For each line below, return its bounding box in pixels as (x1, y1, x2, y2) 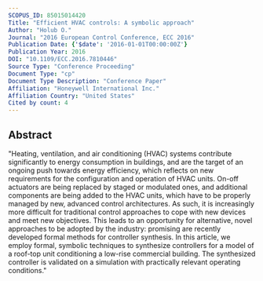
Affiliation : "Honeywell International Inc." (8, 84, 159, 93)
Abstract (8, 128, 53, 141)
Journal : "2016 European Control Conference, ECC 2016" (8, 33, 195, 42)
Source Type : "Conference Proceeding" (8, 63, 135, 71)
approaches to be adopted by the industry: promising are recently (8, 224, 221, 233)
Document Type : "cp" (8, 70, 76, 78)
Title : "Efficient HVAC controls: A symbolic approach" (8, 19, 195, 27)
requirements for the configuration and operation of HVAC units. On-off (8, 173, 239, 183)
